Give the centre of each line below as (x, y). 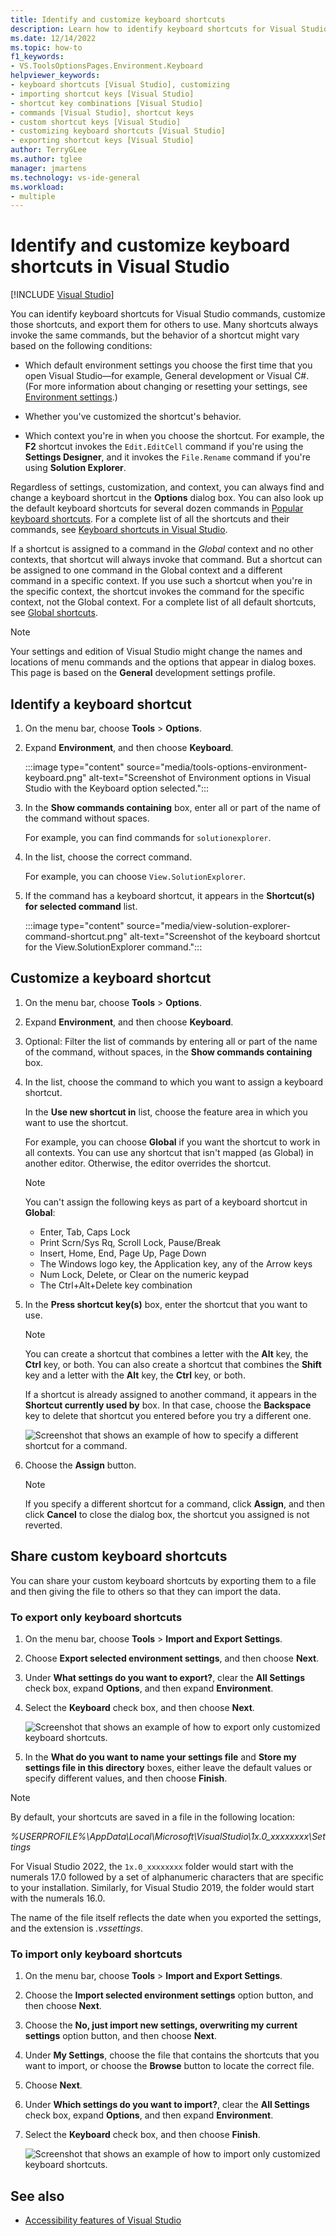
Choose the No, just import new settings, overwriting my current (161, 2025)
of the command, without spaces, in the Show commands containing (168, 1052)
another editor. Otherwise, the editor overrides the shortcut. (148, 1163)
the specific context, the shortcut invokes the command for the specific (157, 592)
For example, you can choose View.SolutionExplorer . (135, 876)
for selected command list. (81, 906)
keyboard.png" (55, 777)
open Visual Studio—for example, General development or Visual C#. (167, 376)
